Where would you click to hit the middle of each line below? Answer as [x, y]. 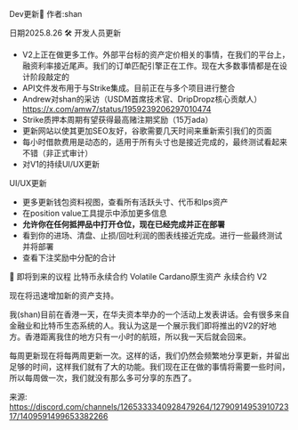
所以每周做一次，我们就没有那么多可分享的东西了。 [103, 378]
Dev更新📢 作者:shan [46, 14]
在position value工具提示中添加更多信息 [94, 213]
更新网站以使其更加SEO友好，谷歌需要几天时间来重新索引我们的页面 [147, 131]
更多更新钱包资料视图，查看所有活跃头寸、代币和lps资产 [125, 202]
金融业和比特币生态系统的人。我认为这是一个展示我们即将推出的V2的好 [139, 325]
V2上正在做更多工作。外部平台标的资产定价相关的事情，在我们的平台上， [156, 54]
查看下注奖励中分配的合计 [69, 258]
